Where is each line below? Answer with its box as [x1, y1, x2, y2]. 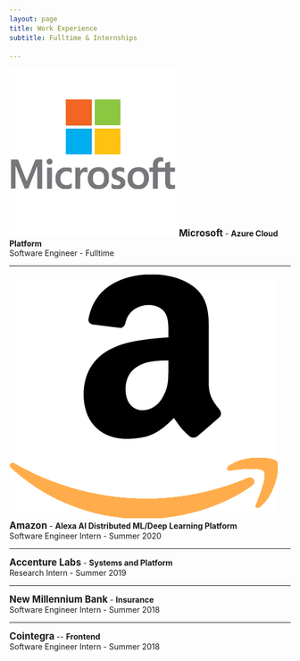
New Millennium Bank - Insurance [9, 593, 154, 606]
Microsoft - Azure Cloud [178, 227, 279, 240]
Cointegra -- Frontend [9, 631, 101, 643]
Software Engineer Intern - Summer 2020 [9, 530, 162, 541]
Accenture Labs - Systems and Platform [9, 556, 173, 569]
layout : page [9, 14, 58, 23]
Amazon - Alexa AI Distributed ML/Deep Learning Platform [9, 520, 238, 532]
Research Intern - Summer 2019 [9, 568, 127, 579]
